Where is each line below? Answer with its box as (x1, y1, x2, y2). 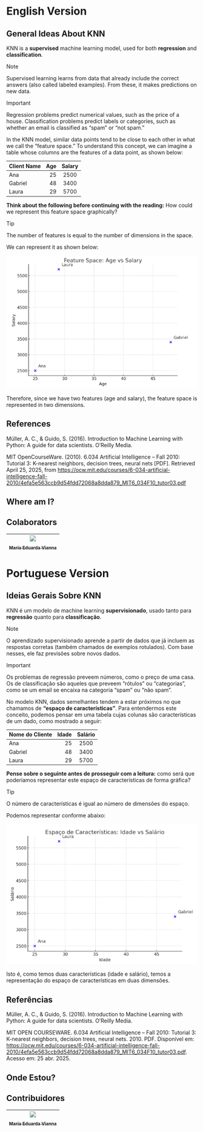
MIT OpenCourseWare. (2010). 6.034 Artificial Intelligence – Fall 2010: (6, 453, 181, 460)
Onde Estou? (6, 1072, 56, 1083)
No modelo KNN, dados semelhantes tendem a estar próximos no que (6, 698, 181, 705)
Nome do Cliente (8, 731, 53, 738)
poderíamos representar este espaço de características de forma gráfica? (6, 777, 191, 784)
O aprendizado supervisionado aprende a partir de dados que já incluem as (6, 637, 195, 644)
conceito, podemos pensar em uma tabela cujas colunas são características (6, 710, 196, 718)
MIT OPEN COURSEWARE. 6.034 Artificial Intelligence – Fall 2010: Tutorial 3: (6, 1029, 197, 1037)
